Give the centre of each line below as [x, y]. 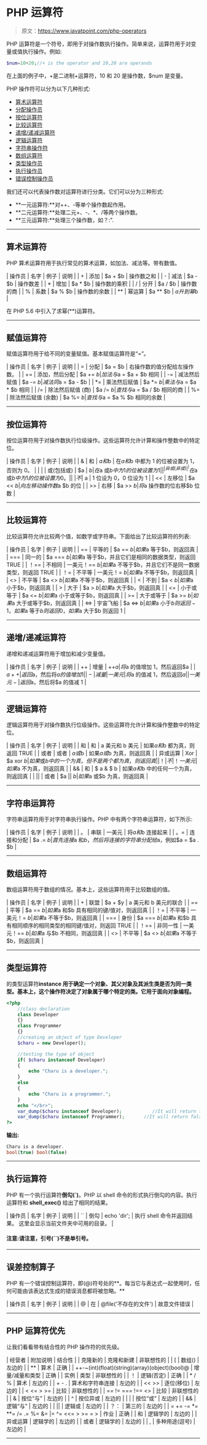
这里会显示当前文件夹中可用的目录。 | [66, 1223]
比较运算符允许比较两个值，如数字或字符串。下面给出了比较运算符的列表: [99, 536]
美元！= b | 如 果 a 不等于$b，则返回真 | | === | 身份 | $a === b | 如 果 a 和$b [98, 917]
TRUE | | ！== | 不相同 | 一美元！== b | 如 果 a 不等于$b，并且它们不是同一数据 [103, 564]
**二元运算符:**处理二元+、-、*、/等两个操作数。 [78, 212]
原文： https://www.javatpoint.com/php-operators [84, 31]
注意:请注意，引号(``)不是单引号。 [49, 1239]
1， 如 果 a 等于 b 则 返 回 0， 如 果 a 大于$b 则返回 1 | [66, 610]
